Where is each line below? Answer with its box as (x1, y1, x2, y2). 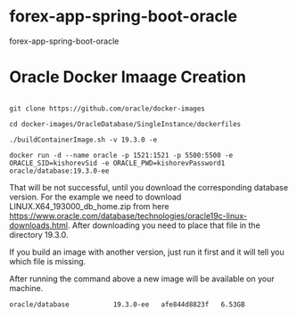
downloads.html (9, 220, 69, 231)
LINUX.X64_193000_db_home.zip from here (9, 200, 169, 211)
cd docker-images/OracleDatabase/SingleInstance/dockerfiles (9, 119, 242, 128)
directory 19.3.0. (9, 229, 69, 240)
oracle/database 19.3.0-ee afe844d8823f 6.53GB (9, 300, 245, 309)
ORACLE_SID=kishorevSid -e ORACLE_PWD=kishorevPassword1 (9, 158, 226, 167)
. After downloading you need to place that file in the (67, 220, 260, 231)
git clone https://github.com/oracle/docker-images (9, 104, 205, 113)
